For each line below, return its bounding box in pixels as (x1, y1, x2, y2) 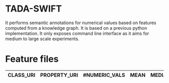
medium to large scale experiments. (5, 36, 79, 42)
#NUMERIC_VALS (82, 71, 125, 78)
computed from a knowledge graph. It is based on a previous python (5, 25, 147, 31)
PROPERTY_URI (40, 71, 78, 78)
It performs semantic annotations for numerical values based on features (5, 20, 156, 26)
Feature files (5, 53, 59, 65)
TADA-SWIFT (5, 3, 62, 15)
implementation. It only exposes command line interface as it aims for (5, 30, 149, 36)
